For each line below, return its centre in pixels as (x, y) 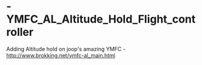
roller (20, 32)
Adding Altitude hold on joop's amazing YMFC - (66, 49)
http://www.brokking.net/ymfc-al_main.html (61, 55)
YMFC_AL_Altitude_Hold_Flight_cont (101, 19)
